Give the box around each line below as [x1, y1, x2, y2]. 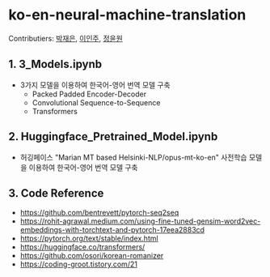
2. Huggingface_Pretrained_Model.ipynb [8, 130, 218, 143]
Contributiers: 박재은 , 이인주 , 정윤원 [8, 33, 123, 43]
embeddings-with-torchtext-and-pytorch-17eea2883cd [19, 225, 205, 235]
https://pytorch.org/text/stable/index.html [19, 233, 159, 244]
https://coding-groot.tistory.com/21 [19, 259, 137, 269]
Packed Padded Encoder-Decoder [32, 89, 147, 99]
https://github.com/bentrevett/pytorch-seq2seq [19, 208, 179, 218]
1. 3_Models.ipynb [8, 58, 103, 71]
